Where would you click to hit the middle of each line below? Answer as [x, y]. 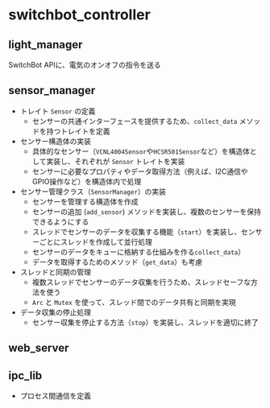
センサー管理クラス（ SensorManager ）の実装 [93, 192]
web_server [39, 348]
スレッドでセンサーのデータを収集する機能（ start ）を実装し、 [137, 232]
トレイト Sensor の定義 [58, 111]
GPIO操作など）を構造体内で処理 [87, 181]
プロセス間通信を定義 [55, 396]
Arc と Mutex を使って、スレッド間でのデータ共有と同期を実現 [134, 302]
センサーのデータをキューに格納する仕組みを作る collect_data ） [139, 252]
